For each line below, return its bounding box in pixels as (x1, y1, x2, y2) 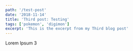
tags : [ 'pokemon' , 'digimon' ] (5, 21, 70, 27)
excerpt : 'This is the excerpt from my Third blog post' (5, 26, 129, 31)
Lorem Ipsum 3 (5, 40, 37, 46)
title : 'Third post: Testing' (5, 17, 70, 22)
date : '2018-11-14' (5, 12, 47, 17)
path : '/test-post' (5, 7, 47, 13)
